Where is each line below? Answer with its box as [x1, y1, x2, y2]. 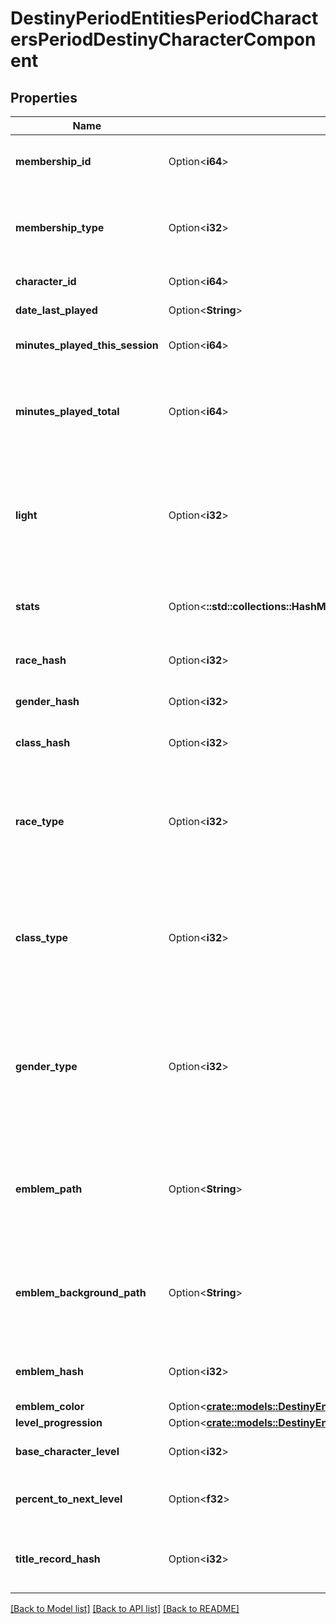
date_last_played [15, 303, 98, 317]
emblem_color [15, 1400, 85, 1413]
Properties [10, 89, 78, 106]
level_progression [15, 1416, 103, 1429]
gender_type [15, 1060, 78, 1073]
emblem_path [15, 1182, 83, 1196]
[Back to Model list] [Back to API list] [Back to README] [10, 1603, 240, 1614]
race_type [15, 815, 65, 828]
